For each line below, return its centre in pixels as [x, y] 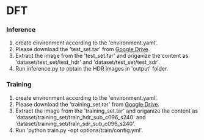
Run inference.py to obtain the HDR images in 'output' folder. [92, 69]
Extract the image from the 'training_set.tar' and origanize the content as [107, 111]
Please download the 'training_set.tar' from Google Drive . [87, 104]
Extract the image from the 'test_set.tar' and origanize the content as [102, 56]
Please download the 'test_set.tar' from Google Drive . [82, 49]
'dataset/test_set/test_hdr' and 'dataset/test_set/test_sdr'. [87, 62]
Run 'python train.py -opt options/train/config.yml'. [79, 130]
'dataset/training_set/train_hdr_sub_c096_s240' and [80, 117]
